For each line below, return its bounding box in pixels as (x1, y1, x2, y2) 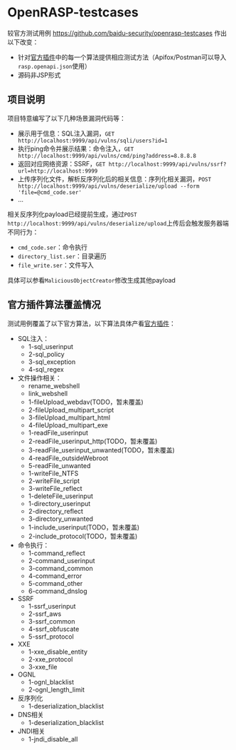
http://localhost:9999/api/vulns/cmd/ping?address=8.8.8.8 (17, 152, 197, 159)
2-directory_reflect (28, 507, 84, 515)
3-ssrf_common (28, 617, 75, 625)
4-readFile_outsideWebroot (28, 454, 109, 462)
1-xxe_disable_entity (28, 647, 87, 656)
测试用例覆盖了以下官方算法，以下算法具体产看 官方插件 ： (7, 319, 176, 328)
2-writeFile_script (28, 476, 80, 485)
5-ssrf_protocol (28, 632, 75, 641)
